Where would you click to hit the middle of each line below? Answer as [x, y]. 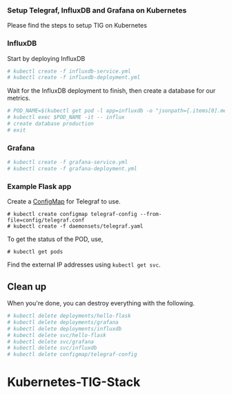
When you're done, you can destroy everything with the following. [101, 303]
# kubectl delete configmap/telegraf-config [72, 355]
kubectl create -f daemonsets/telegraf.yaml [78, 226]
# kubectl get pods [35, 252]
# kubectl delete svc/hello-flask [57, 335]
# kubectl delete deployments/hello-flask [69, 316]
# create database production [51, 124]
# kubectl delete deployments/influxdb [65, 329]
